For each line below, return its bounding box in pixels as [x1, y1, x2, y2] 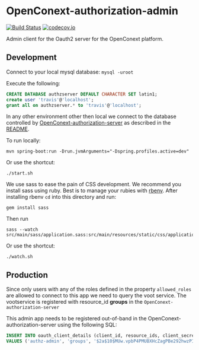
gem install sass [6, 205, 49, 211]
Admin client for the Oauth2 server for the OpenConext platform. [6, 35, 164, 42]
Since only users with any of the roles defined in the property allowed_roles [6, 286, 192, 293]
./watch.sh [6, 254, 33, 260]
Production [6, 270, 49, 280]
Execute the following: [6, 79, 60, 87]
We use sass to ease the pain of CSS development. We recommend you [6, 181, 182, 188]
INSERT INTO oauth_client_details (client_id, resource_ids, [6, 333, 161, 339]
